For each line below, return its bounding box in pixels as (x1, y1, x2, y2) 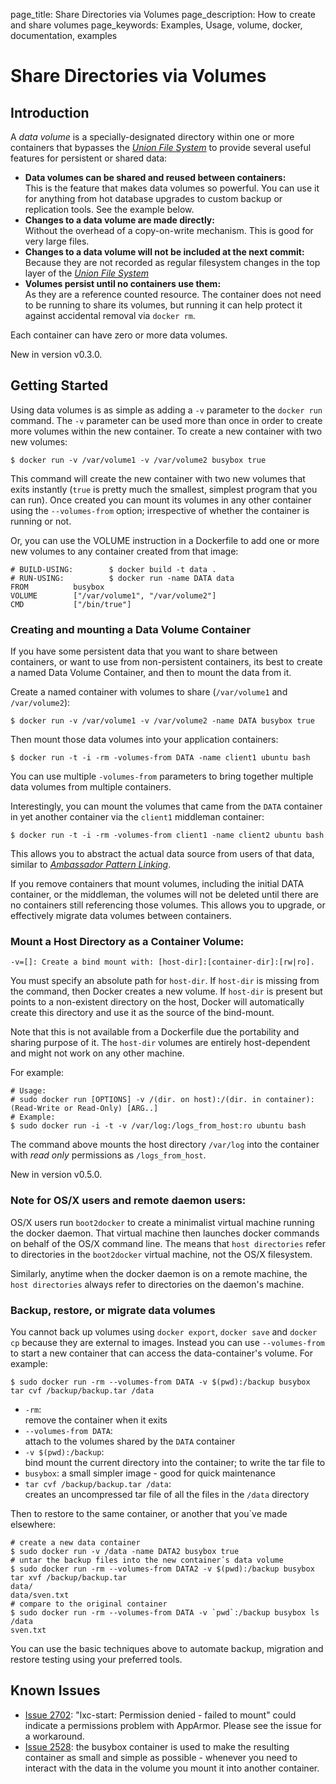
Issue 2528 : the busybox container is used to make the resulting (24, 1740, 290, 1753)
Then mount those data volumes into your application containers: (10, 734, 279, 746)
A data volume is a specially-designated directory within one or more (10, 131, 295, 143)
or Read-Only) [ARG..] (63, 1104, 159, 1114)
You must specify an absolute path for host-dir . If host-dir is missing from (10, 975, 320, 987)
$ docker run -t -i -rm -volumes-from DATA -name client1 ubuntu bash (10, 753, 311, 763)
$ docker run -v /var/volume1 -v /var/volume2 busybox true (10, 455, 267, 465)
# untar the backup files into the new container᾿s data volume (10, 1555, 284, 1565)
